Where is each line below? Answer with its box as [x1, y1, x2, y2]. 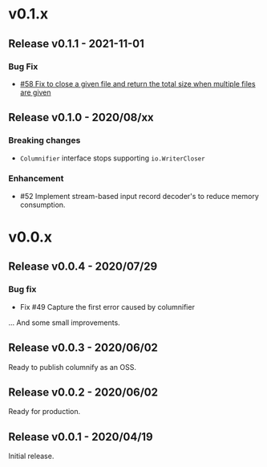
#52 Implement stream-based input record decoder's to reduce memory [19, 191, 259, 201]
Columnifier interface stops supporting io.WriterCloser [19, 153, 206, 163]
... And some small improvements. [8, 318, 120, 327]
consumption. [19, 200, 66, 209]
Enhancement [8, 173, 64, 185]
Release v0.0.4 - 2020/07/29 [8, 260, 158, 274]
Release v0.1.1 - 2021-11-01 [8, 37, 144, 51]
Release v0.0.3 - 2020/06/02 [8, 341, 159, 355]
